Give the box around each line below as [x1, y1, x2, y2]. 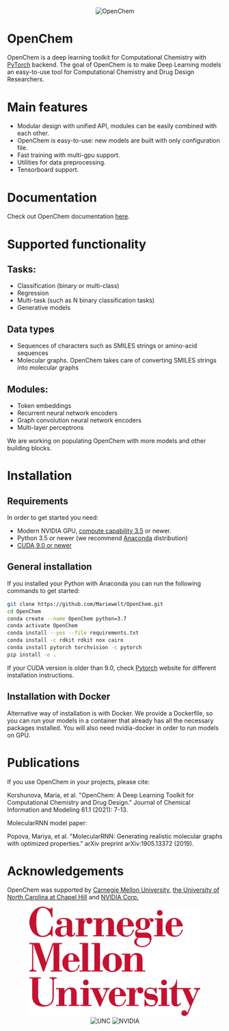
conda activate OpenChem [7, 622, 78, 629]
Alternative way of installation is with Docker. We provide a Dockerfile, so [7, 709, 213, 717]
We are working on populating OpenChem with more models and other [7, 437, 206, 445]
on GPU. [7, 731, 31, 739]
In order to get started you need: [7, 513, 99, 522]
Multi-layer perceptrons [16, 423, 84, 431]
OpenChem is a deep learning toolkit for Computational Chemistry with [7, 53, 206, 62]
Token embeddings [16, 401, 72, 409]
